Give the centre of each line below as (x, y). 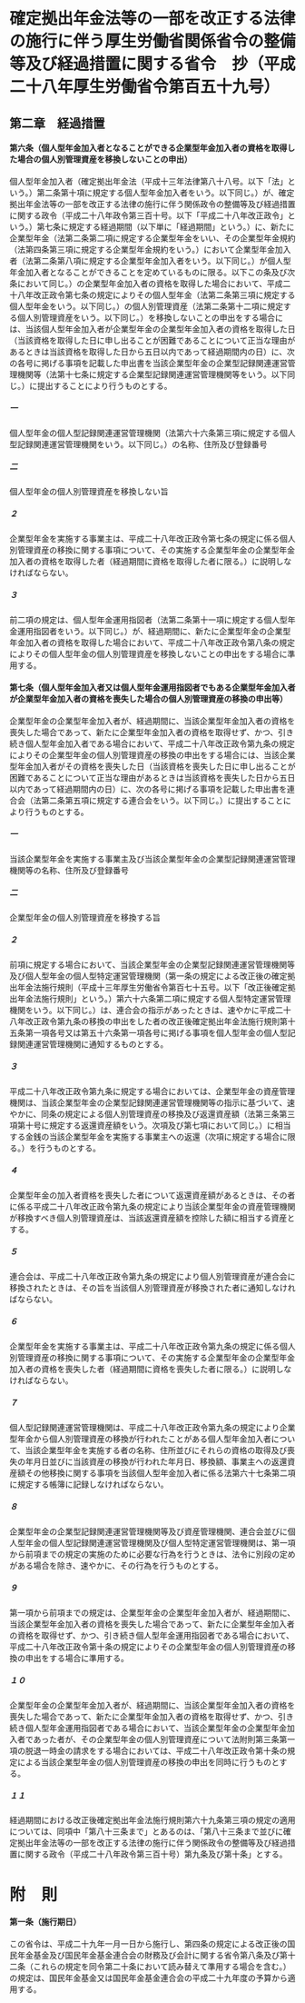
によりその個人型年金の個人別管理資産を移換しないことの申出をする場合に (148, 653)
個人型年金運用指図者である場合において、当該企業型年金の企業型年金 (156, 1728)
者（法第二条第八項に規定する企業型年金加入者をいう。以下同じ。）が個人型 (151, 261)
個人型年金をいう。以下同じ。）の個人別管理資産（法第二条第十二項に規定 (147, 306)
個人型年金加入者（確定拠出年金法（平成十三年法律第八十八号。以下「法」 (148, 181)
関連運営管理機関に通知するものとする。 (93, 1044)
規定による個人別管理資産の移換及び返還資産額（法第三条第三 (180, 1113)
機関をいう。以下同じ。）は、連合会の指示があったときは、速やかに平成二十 (151, 1010)
